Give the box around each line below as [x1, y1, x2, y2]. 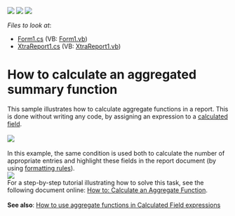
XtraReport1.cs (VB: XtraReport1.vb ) [17, 42, 121, 50]
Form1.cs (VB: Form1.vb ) [17, 35, 88, 43]
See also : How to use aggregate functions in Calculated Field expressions [7, 201, 221, 209]
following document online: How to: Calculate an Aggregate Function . [7, 186, 208, 194]
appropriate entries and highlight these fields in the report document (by [7, 156, 216, 165]
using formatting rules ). [7, 163, 75, 172]
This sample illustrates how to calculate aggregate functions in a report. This [7, 104, 229, 113]
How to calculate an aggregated [7, 67, 197, 83]
